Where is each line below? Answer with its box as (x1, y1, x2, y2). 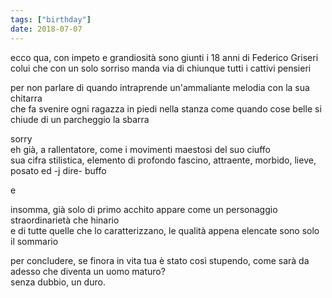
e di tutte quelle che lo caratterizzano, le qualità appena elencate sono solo (10, 224, 320, 236)
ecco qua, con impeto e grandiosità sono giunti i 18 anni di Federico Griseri (10, 51, 319, 63)
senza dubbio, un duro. (10, 276, 106, 288)
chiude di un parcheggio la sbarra (10, 113, 150, 125)
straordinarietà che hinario (10, 214, 120, 226)
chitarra (10, 92, 43, 104)
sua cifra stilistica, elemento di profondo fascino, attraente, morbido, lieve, (10, 154, 317, 166)
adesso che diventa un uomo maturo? (10, 265, 166, 277)
